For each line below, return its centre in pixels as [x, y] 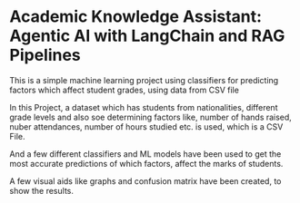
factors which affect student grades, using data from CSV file [124, 90]
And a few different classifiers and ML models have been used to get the [145, 154]
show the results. [42, 190]
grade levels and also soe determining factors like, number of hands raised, [151, 117]
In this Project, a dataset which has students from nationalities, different [144, 107]
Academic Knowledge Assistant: [135, 17]
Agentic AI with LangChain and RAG [147, 36]
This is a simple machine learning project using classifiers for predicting [144, 80]
